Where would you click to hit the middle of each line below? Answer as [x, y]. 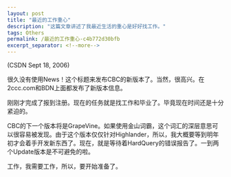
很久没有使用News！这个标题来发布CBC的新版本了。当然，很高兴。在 [106, 79]
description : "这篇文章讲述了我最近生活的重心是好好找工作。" [87, 26]
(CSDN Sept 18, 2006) [38, 65]
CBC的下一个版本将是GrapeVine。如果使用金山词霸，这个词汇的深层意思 [110, 126]
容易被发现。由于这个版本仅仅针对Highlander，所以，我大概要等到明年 [119, 134]
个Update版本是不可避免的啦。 [51, 152]
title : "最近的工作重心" [39, 20]
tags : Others [26, 33]
